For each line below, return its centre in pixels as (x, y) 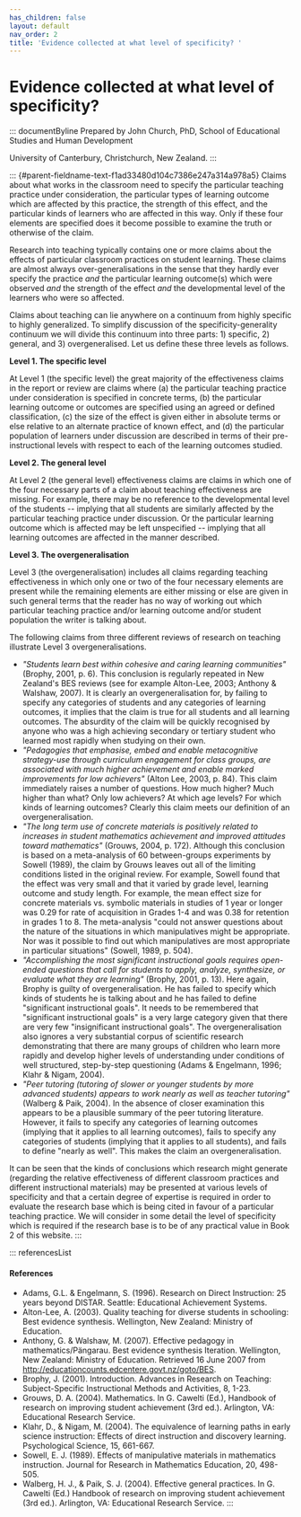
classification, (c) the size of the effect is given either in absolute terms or (145, 417)
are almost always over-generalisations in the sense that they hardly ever (144, 269)
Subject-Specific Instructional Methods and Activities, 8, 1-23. (136, 1389)
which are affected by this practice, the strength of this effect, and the (139, 204)
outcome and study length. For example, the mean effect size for (142, 894)
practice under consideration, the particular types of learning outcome (139, 195)
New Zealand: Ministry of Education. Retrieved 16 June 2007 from (144, 1360)
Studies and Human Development (71, 141)
